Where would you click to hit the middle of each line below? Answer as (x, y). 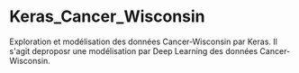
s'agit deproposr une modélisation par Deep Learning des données (134, 50)
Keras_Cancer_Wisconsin (107, 17)
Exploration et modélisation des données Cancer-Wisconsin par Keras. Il (143, 41)
